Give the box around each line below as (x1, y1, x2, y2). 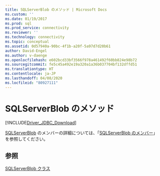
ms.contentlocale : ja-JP (5, 71, 56, 76)
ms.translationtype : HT (5, 67, 54, 72)
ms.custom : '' (5, 12, 34, 17)
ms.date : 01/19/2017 (5, 16, 48, 21)
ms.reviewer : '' (5, 30, 38, 35)
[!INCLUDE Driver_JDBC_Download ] (5, 119, 77, 125)
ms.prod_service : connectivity (5, 26, 69, 30)
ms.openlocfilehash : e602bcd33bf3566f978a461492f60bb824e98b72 (5, 58, 137, 62)
